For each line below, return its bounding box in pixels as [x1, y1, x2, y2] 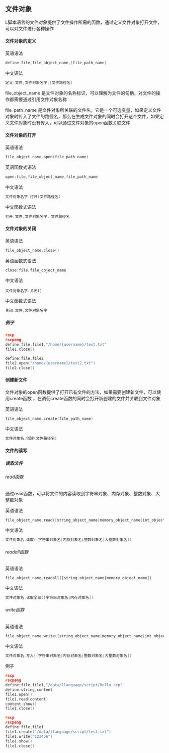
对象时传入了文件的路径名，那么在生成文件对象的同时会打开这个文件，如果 [5, 113, 159, 119]
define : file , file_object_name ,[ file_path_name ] [5, 60, 107, 66]
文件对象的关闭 [5, 225, 36, 231]
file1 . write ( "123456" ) [5, 734, 53, 739]
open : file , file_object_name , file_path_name [5, 174, 98, 179]
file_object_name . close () [5, 248, 59, 253]
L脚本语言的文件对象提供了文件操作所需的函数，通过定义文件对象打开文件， [5, 19, 162, 25]
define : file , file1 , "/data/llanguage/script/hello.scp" [5, 683, 123, 688]
